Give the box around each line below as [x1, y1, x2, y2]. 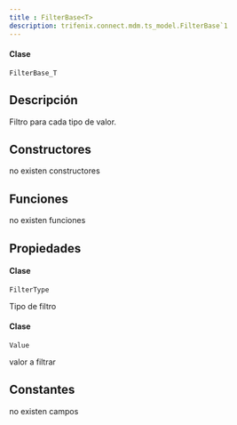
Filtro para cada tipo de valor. [9, 116, 117, 127]
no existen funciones [9, 215, 86, 226]
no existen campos [9, 405, 79, 416]
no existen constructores [9, 165, 100, 176]
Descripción [9, 92, 78, 108]
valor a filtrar [9, 357, 56, 367]
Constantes [9, 382, 75, 397]
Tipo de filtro [9, 301, 57, 311]
